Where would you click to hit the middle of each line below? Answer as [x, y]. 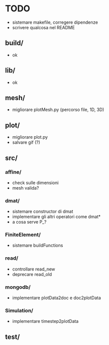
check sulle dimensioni [35, 183]
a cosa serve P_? [29, 222]
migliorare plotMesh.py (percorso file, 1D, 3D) [58, 110]
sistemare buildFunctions [38, 245]
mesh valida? [26, 188]
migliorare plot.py [30, 137]
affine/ [13, 172]
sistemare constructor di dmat [43, 211]
